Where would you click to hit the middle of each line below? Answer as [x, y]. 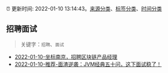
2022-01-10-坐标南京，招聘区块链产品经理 [66, 57]
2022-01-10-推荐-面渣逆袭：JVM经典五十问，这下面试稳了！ [88, 64]
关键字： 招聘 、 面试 [42, 44]
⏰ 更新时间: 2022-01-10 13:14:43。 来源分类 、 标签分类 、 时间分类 [84, 9]
